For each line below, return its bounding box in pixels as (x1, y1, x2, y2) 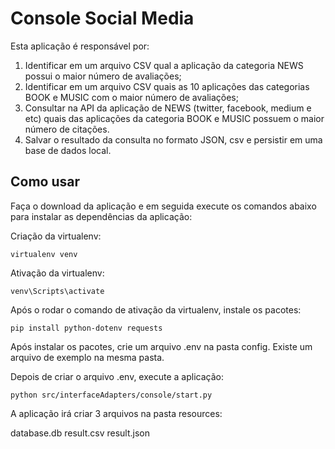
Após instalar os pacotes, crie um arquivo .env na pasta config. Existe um (10, 340, 313, 352)
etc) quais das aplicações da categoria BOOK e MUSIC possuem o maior (24, 112, 325, 124)
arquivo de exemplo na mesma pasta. (10, 351, 165, 363)
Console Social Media (10, 7, 195, 30)
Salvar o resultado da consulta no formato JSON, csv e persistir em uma (24, 133, 323, 146)
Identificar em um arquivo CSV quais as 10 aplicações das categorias (24, 80, 310, 92)
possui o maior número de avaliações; (24, 70, 182, 82)
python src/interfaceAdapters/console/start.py (10, 390, 213, 400)
